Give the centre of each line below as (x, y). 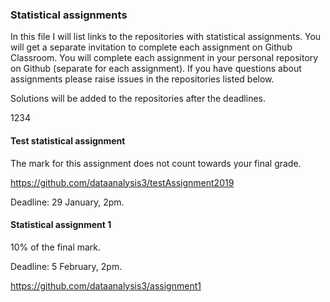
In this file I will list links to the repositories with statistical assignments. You (166, 37)
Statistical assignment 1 (61, 225)
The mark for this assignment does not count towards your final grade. (156, 163)
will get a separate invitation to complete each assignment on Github (151, 47)
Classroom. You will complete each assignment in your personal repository (164, 58)
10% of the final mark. (56, 247)
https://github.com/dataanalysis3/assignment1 (106, 285)
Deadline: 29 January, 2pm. (67, 202)
